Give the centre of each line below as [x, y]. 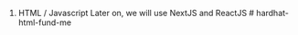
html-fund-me [44, 22]
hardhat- [272, 13]
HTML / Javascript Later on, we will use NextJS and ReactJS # [136, 13]
